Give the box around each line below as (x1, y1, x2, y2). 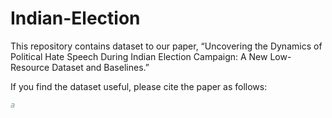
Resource (10, 61, 50, 73)
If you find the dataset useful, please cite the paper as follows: (10, 80, 268, 92)
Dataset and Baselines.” (51, 61, 150, 73)
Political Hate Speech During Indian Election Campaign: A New (10, 50, 268, 62)
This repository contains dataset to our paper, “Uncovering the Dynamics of (10, 40, 323, 52)
